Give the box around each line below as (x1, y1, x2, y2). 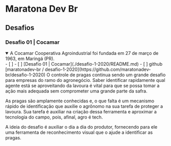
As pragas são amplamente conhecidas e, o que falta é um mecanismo (5, 98, 155, 104)
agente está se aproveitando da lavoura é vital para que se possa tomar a (5, 82, 160, 89)
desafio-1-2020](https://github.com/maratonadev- (45, 66, 151, 72)
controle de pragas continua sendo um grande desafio (51, 72, 166, 78)
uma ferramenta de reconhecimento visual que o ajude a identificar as (5, 129, 153, 135)
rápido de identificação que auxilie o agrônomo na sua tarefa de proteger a (5, 103, 163, 109)
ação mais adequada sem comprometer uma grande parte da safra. (5, 87, 148, 94)
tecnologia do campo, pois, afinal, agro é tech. (5, 114, 103, 120)
